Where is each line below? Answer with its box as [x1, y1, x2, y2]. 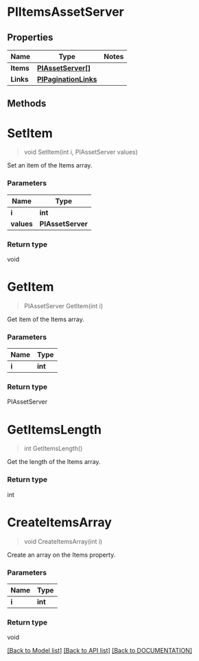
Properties [7, 32, 54, 43]
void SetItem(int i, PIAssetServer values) [23, 148, 139, 156]
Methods [7, 97, 47, 110]
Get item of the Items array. [7, 315, 84, 323]
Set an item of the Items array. [7, 161, 93, 170]
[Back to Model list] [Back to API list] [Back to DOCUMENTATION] [7, 647, 193, 655]
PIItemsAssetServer [7, 4, 125, 20]
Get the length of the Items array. [7, 458, 101, 466]
